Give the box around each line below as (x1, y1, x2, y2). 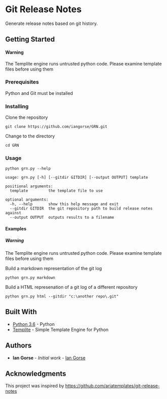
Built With (5, 308, 37, 316)
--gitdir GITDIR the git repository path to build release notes (10, 206, 153, 211)
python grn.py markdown (5, 275, 56, 280)
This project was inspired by (5, 383, 64, 389)
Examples (5, 226, 27, 232)
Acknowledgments (5, 370, 67, 378)
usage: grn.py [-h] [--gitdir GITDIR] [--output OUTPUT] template (5, 175, 148, 180)
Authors (5, 341, 32, 350)
